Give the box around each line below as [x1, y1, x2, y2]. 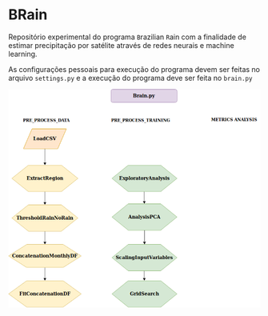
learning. [8, 49, 38, 58]
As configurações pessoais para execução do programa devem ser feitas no [8, 64, 261, 74]
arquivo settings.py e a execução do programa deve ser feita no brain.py [8, 73, 253, 82]
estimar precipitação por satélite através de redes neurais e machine [8, 40, 234, 50]
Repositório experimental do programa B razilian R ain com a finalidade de [8, 32, 246, 42]
